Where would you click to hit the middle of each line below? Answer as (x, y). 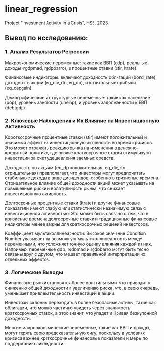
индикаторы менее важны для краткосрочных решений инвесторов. (77, 224)
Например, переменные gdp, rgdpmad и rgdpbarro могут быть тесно (77, 249)
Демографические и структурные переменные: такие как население (78, 97)
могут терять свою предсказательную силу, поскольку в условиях (75, 333)
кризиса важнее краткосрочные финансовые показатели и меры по (77, 338)
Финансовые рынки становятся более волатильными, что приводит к (78, 283)
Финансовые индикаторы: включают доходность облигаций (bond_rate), (81, 77)
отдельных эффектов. (28, 259)
